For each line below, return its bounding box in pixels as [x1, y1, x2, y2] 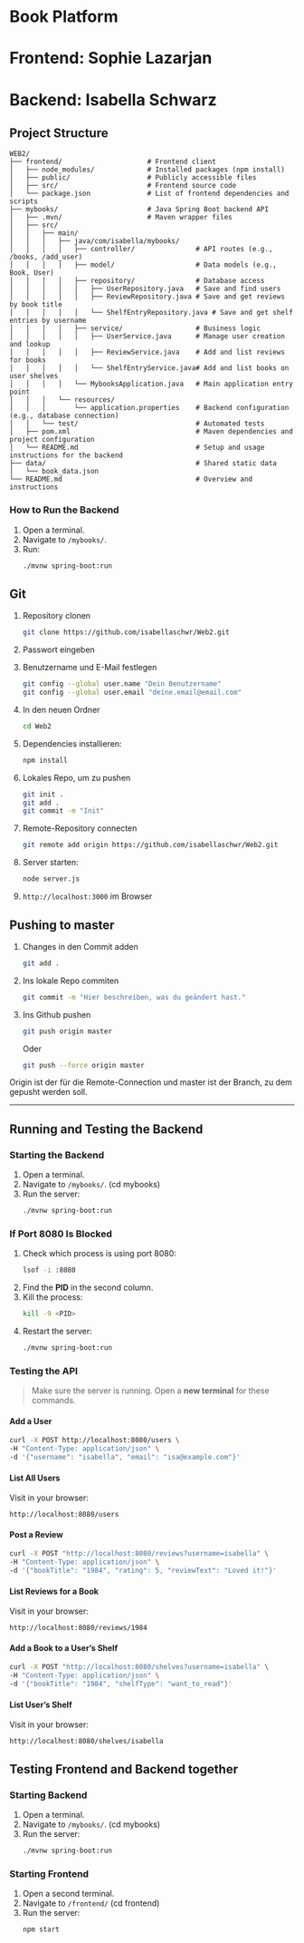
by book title [9, 300, 63, 309]
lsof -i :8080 [22, 1265, 76, 1275]
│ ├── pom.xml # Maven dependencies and [9, 427, 294, 436]
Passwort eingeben [22, 644, 95, 655]
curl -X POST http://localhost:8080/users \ [9, 1436, 180, 1445]
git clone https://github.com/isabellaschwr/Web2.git [22, 628, 230, 637]
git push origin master [22, 1027, 113, 1036]
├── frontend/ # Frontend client [9, 157, 217, 167]
